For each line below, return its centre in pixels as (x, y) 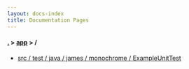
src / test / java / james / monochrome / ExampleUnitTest (99, 58)
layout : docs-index (36, 14)
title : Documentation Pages (48, 20)
